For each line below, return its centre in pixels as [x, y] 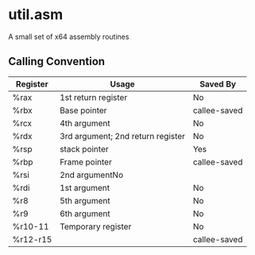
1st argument [85, 187]
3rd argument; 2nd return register [122, 136]
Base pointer [83, 110]
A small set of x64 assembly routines [69, 37]
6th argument [85, 214]
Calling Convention [57, 62]
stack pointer [84, 149]
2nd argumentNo [91, 175]
